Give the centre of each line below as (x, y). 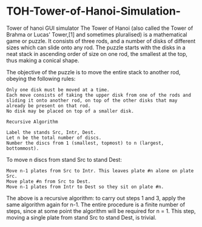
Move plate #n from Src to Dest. (49, 181)
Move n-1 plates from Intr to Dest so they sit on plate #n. (85, 187)
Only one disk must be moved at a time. (58, 89)
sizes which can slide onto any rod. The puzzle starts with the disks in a (96, 47)
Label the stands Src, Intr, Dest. (51, 132)
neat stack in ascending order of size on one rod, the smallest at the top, (97, 54)
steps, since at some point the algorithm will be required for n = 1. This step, (101, 211)
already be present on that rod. (49, 106)
